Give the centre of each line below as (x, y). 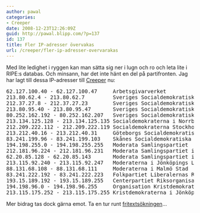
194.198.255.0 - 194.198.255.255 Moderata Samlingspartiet (97, 145)
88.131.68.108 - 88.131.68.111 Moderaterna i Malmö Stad (97, 168)
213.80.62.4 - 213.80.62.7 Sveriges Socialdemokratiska (102, 97)
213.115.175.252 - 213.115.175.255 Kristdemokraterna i (89, 192)
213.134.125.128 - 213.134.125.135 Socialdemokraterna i (91, 121)
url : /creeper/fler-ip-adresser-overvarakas (62, 51)
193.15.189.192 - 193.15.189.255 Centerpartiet (80, 180)
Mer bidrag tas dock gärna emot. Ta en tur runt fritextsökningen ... (87, 203)
